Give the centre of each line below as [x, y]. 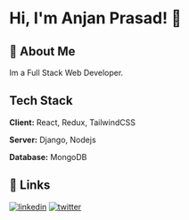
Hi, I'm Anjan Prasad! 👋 [95, 18]
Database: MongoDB [48, 157]
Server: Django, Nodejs [53, 140]
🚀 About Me [42, 51]
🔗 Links [30, 186]
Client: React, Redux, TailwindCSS [73, 122]
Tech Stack [41, 101]
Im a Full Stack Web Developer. [66, 72]
